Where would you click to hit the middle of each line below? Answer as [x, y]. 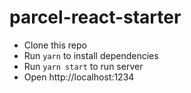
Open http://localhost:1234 [79, 77]
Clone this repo [55, 45]
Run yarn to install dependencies [91, 55]
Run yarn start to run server [83, 66]
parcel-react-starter [95, 17]
